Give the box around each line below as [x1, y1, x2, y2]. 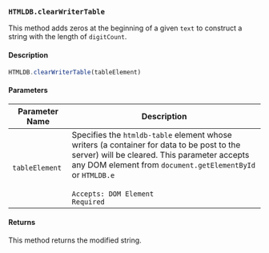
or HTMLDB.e [71, 169, 115, 180]
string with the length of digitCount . [8, 32, 127, 42]
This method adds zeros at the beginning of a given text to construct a [8, 23, 243, 33]
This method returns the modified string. [8, 235, 142, 245]
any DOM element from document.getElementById [71, 159, 256, 171]
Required [71, 197, 106, 207]
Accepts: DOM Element [71, 189, 155, 199]
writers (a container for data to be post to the [71, 139, 241, 151]
